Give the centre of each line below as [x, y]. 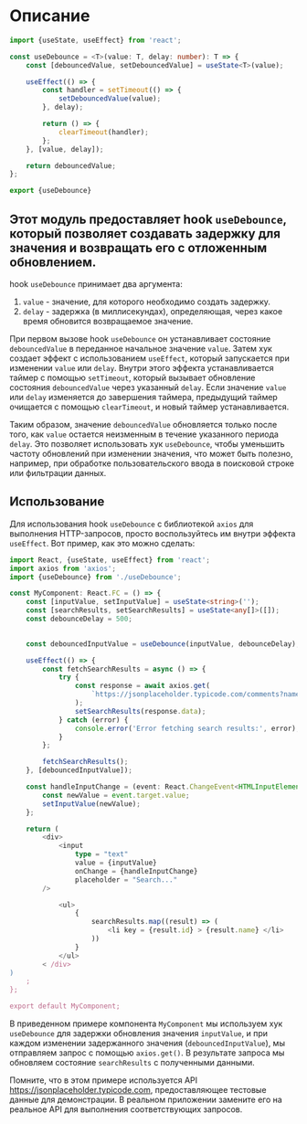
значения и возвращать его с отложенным [138, 248]
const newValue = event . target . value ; [116, 795]
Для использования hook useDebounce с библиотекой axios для [132, 524]
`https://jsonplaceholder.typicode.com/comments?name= [197, 695]
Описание [50, 16]
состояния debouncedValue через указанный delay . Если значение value [148, 387]
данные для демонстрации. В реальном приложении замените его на [146, 1100]
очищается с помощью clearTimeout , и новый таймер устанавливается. [149, 407]
